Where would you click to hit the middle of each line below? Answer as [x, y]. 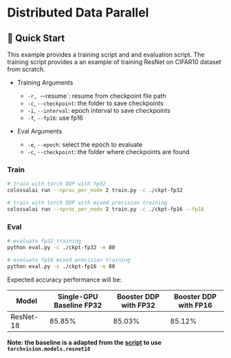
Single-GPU [78, 296]
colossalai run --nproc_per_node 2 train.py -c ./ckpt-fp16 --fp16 [106, 209]
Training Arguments [45, 83]
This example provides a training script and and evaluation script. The [106, 54]
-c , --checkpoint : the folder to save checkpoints [95, 103]
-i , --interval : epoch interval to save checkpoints [99, 110]
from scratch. [26, 69]
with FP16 [195, 305]
